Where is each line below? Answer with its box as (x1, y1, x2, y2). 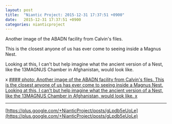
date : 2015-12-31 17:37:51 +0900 (5, 17, 81, 22)
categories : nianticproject (5, 22, 66, 27)
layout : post (5, 7, 33, 13)
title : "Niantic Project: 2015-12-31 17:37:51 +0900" (5, 12, 125, 17)
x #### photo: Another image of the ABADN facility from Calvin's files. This (5, 76, 164, 82)
